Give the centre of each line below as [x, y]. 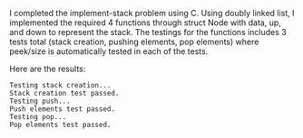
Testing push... [40, 101]
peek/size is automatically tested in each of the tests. [109, 51]
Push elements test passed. [63, 109]
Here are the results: [48, 69]
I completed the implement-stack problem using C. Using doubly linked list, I [152, 13]
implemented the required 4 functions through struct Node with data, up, [145, 23]
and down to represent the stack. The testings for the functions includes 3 [148, 32]
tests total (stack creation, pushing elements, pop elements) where [134, 41]
